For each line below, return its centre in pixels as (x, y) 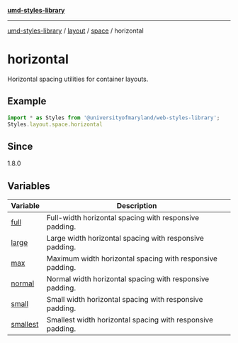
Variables (29, 186)
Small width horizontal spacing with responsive (125, 300)
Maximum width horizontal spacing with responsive (132, 258)
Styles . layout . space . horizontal (55, 124)
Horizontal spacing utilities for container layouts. (78, 79)
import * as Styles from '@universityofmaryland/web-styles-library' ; (114, 118)
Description (137, 206)
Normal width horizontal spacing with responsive (128, 279)
